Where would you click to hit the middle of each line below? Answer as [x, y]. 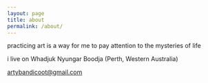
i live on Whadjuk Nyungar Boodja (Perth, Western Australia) [93, 59]
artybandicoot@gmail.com [45, 72]
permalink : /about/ [35, 26]
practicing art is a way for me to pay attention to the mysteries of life [104, 46]
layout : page [26, 13]
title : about [26, 20]
